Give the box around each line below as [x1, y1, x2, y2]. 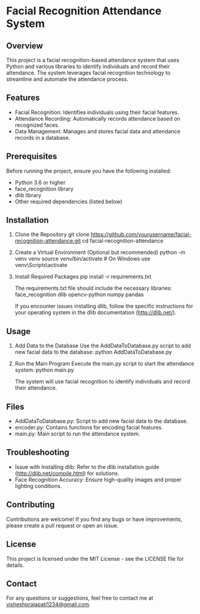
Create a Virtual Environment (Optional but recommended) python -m [14, 249, 186, 256]
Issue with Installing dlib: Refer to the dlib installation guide [14, 463, 159, 470]
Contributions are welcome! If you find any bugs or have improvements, [6, 515, 183, 523]
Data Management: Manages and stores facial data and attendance [14, 127, 181, 135]
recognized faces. [14, 121, 60, 128]
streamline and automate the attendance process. [6, 76, 128, 82]
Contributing [6, 500, 55, 510]
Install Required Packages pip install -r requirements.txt [14, 273, 152, 280]
